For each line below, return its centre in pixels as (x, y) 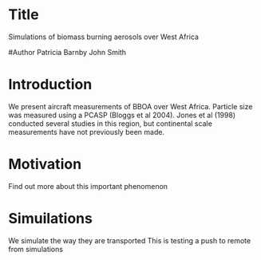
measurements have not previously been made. (87, 132)
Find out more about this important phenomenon (88, 186)
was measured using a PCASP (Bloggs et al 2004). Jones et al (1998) (122, 115)
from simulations (36, 249)
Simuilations (51, 219)
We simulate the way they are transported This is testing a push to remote (130, 240)
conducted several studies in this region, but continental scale (111, 123)
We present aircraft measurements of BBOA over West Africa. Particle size (130, 106)
